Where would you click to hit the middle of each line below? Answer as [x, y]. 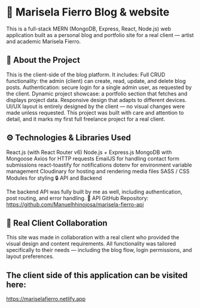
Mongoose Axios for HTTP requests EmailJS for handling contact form [93, 158]
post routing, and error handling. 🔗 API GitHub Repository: [77, 198]
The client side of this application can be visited [97, 275]
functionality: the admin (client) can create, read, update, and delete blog [96, 81]
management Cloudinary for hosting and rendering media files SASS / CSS [98, 171]
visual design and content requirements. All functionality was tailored [91, 244]
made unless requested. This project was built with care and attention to [95, 112]
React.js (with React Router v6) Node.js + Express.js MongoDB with [89, 152]
